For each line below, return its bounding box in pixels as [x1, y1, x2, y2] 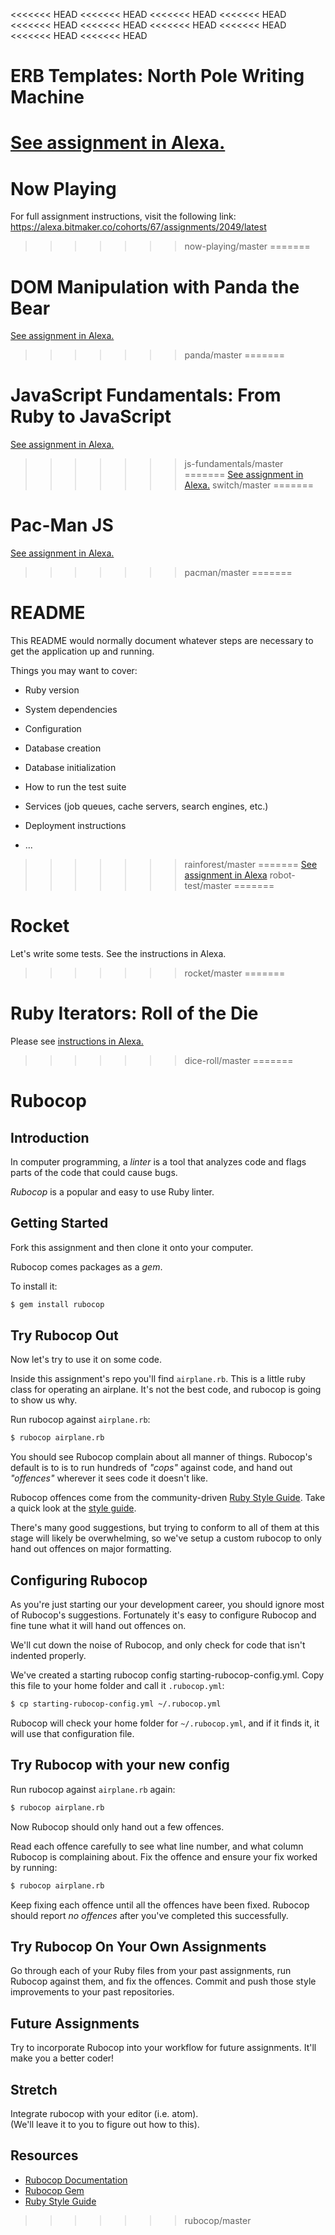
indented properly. [10, 1650, 87, 1662]
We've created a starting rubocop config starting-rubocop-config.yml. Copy [10, 1669, 325, 1681]
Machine [10, 86, 85, 109]
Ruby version [24, 684, 80, 696]
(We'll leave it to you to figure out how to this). [10, 2119, 200, 2130]
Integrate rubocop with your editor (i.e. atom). [10, 2108, 199, 2119]
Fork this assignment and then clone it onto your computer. [10, 1241, 254, 1253]
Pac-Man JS [10, 514, 114, 537]
